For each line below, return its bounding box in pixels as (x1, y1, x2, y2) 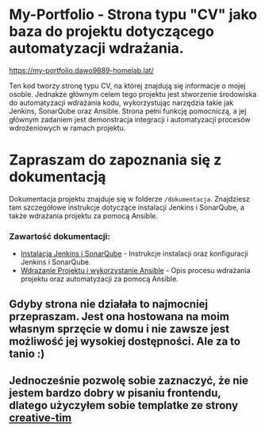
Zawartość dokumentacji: (9, 230, 110, 241)
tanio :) (9, 347, 45, 361)
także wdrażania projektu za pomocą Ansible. (9, 210, 158, 220)
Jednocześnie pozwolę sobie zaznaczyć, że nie (9, 373, 249, 387)
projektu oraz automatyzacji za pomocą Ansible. (20, 274, 179, 283)
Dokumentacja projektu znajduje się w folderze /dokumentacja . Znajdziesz (9, 194, 251, 203)
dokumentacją (9, 168, 106, 186)
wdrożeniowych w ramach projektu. (9, 123, 126, 133)
